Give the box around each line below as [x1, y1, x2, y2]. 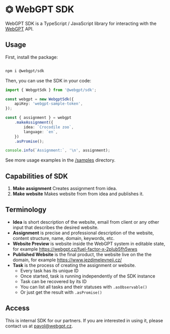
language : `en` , [23, 129, 58, 134]
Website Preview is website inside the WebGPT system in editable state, [12, 240, 165, 247]
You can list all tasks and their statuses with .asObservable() [20, 284, 148, 290]
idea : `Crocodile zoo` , [23, 125, 74, 130]
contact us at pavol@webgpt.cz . [5, 323, 73, 329]
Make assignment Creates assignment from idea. [12, 186, 117, 192]
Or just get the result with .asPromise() [20, 289, 102, 295]
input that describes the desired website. [12, 224, 99, 230]
